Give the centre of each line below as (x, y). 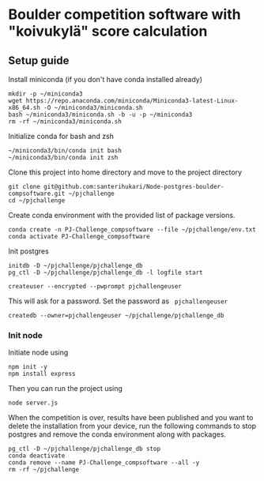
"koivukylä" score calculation (108, 31)
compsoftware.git (37, 194)
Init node (26, 335)
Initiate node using (38, 352)
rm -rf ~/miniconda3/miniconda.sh (65, 122)
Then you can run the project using (65, 389)
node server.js (33, 403)
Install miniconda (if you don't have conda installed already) (106, 79)
